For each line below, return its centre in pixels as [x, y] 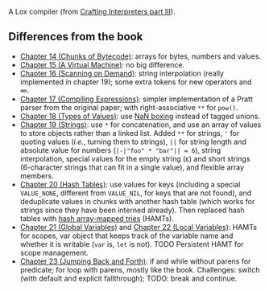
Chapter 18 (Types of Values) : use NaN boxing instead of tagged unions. [140, 116]
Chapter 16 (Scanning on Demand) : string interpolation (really [122, 73]
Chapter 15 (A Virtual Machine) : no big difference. [102, 64]
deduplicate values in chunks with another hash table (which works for [137, 201]
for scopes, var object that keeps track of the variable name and [126, 236]
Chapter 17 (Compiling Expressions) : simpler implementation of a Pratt [137, 99]
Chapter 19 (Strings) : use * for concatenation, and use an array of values [141, 125]
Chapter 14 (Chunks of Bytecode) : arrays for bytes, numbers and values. [141, 56]
